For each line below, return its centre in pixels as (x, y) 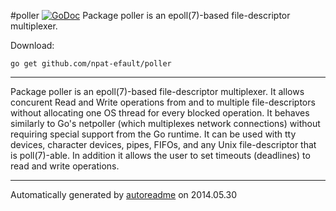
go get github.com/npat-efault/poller (91, 64)
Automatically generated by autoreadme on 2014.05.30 (124, 194)
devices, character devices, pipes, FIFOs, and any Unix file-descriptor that (163, 144)
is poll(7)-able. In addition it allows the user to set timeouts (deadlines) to (160, 155)
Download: (32, 45)
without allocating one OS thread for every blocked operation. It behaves (160, 113)
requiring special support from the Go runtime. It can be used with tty (153, 134)
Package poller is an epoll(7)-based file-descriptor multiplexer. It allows (157, 91)
